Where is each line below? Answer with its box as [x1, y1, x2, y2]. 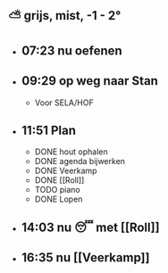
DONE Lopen [34, 194, 83, 204]
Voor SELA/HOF [34, 97, 95, 108]
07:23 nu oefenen [21, 43, 122, 58]
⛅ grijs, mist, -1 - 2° [8, 8, 122, 23]
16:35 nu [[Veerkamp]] [21, 250, 150, 266]
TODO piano [34, 185, 81, 195]
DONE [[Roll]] [34, 175, 85, 186]
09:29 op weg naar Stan [21, 73, 158, 88]
